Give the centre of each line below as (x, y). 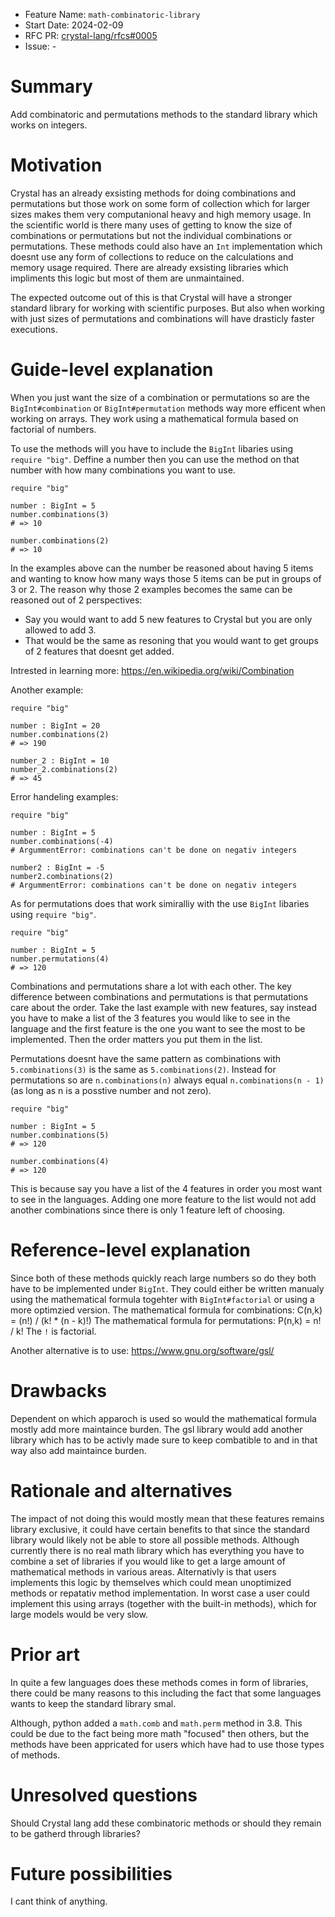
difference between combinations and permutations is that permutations (159, 996)
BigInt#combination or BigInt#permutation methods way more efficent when (168, 408)
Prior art (45, 1654)
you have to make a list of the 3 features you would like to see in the (150, 1018)
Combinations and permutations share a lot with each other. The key (151, 986)
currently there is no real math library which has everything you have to (157, 1550)
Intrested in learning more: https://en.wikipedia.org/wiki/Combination (152, 670)
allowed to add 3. (60, 630)
